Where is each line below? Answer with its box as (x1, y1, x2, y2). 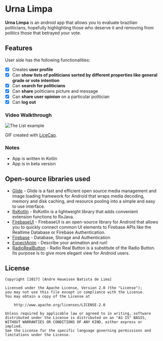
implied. (5, 324, 23, 329)
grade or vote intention (12, 77, 60, 83)
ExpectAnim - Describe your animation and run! (12, 240, 108, 245)
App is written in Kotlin (12, 155, 57, 161)
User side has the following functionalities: (5, 57, 91, 63)
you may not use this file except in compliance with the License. (5, 290, 145, 295)
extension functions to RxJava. (12, 214, 74, 220)
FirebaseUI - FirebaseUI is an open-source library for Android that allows (12, 219, 159, 225)
